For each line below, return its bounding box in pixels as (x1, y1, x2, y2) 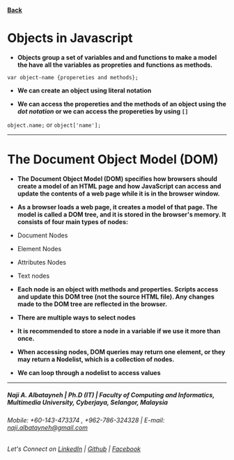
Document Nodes (17, 231, 68, 239)
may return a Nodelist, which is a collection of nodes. (17, 355, 175, 363)
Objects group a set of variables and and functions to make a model (17, 53, 217, 61)
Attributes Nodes (17, 257, 66, 267)
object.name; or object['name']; (7, 120, 101, 129)
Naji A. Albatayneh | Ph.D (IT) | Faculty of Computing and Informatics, (7, 391, 214, 399)
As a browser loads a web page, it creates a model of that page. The (17, 203, 218, 211)
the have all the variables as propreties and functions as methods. (17, 61, 213, 69)
